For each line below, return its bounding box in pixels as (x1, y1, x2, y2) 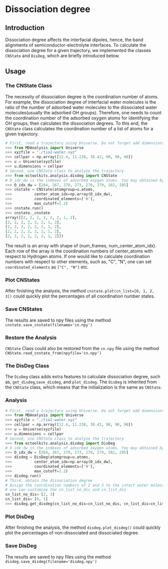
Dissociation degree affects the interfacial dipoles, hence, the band (5, 37, 143, 43)
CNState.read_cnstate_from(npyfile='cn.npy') (5, 351, 101, 356)
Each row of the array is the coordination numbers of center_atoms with (5, 248, 153, 254)
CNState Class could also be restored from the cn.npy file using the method (5, 345, 159, 351)
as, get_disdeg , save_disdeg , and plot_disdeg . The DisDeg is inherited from (5, 379, 157, 385)
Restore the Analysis (5, 334, 57, 341)
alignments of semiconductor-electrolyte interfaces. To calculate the (5, 42, 146, 48)
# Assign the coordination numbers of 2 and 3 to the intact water (5, 482, 149, 488)
